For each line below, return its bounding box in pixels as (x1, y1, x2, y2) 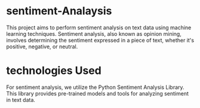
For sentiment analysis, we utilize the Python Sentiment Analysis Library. (6, 84, 184, 91)
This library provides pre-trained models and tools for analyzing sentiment (6, 90, 189, 97)
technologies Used (6, 64, 101, 78)
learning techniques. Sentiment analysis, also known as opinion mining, (6, 30, 182, 37)
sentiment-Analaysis (6, 4, 112, 18)
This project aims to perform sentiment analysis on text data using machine (6, 24, 192, 31)
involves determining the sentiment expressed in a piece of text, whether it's (6, 36, 195, 44)
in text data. (6, 96, 36, 103)
